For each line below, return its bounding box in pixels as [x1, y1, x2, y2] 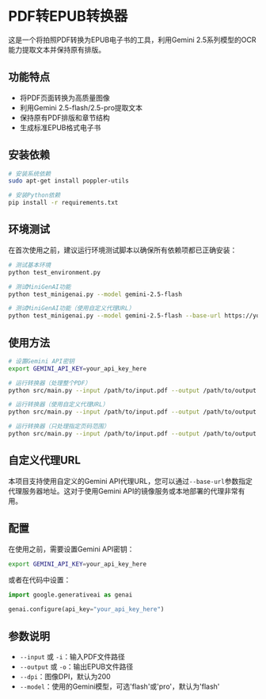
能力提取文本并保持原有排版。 [8, 44, 105, 54]
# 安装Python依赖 [8, 191, 61, 199]
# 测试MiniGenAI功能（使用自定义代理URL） [8, 305, 135, 313]
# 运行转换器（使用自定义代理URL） [8, 401, 109, 409]
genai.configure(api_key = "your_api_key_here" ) [8, 605, 165, 613]
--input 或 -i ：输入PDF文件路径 [19, 652, 125, 661]
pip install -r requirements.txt [8, 199, 119, 207]
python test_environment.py [8, 268, 101, 276]
